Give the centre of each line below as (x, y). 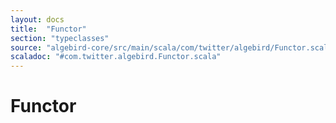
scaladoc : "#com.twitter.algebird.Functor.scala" (116, 57)
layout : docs (37, 19)
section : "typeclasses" (60, 38)
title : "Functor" (48, 29)
